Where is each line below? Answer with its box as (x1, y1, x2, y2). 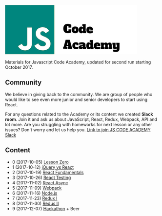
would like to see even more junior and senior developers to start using (5, 97, 148, 102)
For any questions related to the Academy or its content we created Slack (5, 111, 153, 117)
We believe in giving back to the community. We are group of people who (5, 91, 153, 97)
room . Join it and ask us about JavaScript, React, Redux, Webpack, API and (5, 116, 158, 122)
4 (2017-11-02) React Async (12, 179, 68, 185)
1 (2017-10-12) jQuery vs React (12, 164, 74, 170)
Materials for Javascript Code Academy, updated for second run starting (5, 59, 151, 65)
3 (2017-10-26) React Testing (12, 175, 71, 180)
